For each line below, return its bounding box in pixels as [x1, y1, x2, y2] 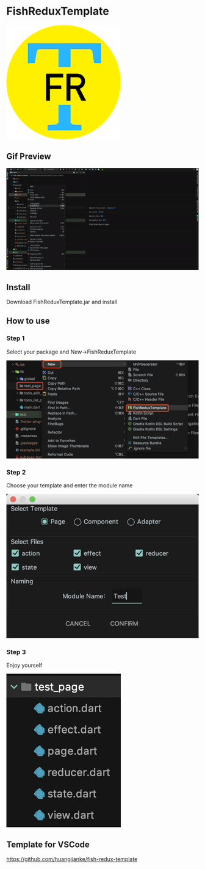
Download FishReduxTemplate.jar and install [6, 298, 118, 306]
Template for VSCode [6, 839, 90, 849]
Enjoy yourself [6, 661, 43, 669]
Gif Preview [6, 151, 51, 162]
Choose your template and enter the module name [6, 481, 133, 489]
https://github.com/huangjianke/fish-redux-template [6, 856, 138, 863]
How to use [6, 316, 50, 326]
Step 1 [6, 334, 25, 343]
